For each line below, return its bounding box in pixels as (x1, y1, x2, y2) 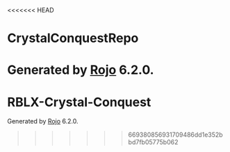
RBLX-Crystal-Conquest (7, 94, 151, 110)
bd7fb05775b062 (128, 138, 179, 146)
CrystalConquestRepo (7, 31, 139, 46)
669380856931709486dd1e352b (128, 130, 224, 139)
